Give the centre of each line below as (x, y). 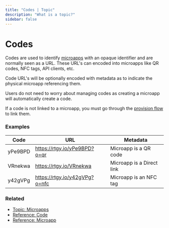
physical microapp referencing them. (43, 84)
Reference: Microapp (34, 220)
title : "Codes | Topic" (30, 10)
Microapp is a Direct (134, 163)
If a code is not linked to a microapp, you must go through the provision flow (84, 108)
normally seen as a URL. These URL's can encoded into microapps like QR (82, 63)
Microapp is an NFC (134, 177)
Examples (18, 127)
